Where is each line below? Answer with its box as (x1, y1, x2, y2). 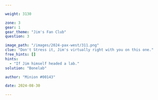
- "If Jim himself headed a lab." (9, 61, 79, 66)
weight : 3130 (5, 11, 32, 16)
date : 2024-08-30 (5, 83, 40, 88)
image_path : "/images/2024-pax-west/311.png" (5, 43, 99, 48)
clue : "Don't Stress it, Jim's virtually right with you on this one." (5, 48, 154, 52)
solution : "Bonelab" (5, 66, 47, 71)
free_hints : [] (5, 52, 36, 57)
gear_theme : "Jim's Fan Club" (5, 29, 67, 34)
